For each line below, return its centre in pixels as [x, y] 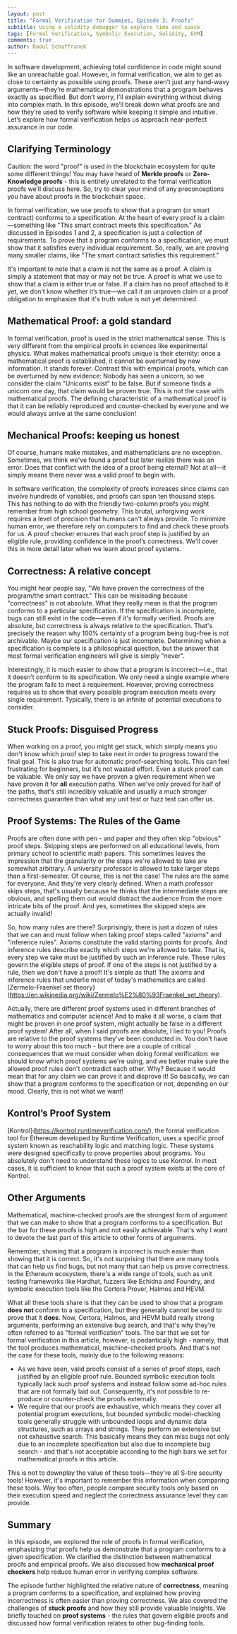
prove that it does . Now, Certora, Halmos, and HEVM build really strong [111, 1317]
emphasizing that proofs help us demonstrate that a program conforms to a [117, 1549]
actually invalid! [30, 913]
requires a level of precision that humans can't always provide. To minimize [116, 519]
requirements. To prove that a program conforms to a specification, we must [118, 240]
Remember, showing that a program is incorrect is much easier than [106, 1251]
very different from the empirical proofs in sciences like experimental [108, 346]
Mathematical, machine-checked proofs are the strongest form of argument [117, 1215]
